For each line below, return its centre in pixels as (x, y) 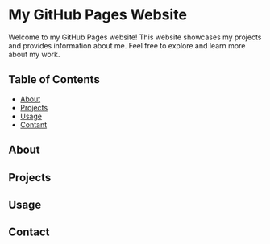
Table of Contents (54, 79)
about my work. (34, 54)
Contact (29, 232)
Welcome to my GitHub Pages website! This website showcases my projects (135, 37)
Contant (33, 124)
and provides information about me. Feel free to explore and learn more (127, 45)
